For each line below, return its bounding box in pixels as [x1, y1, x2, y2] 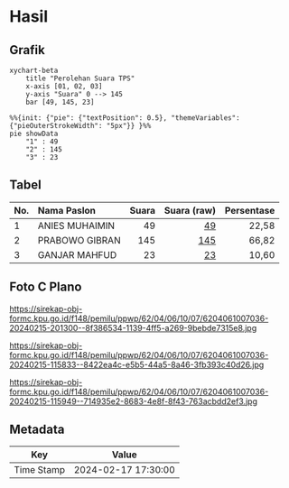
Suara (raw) [163, 204, 217, 216]
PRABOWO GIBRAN [37, 234, 121, 246]
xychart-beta [9, 66, 59, 75]
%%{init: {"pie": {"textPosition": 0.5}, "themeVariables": [9, 114, 241, 123]
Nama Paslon [37, 204, 97, 216]
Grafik [9, 42, 45, 58]
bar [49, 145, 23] [25, 97, 95, 106]
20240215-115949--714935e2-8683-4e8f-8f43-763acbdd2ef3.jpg [9, 395, 258, 407]
